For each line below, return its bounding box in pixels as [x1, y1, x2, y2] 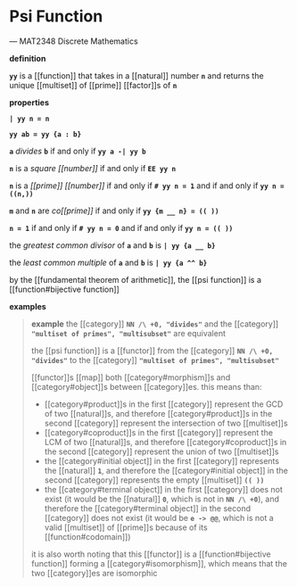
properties [9, 96, 50, 108]
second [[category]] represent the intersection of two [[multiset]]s [44, 418, 288, 428]
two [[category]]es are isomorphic [30, 567, 158, 578]
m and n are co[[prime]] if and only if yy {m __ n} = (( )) [9, 205, 219, 216]
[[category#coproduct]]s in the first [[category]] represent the [44, 426, 274, 438]
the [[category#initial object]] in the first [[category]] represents [44, 455, 279, 466]
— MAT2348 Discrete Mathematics [9, 36, 138, 46]
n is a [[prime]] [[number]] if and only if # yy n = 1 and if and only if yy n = [9, 180, 285, 191]
